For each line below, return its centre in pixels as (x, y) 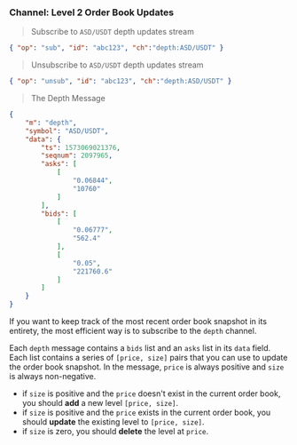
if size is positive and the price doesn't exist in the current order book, (151, 393)
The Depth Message (68, 99)
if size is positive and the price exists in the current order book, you (146, 413)
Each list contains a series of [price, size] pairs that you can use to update (148, 358)
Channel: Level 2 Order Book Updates (92, 12)
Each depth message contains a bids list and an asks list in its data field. (140, 348)
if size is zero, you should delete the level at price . (115, 432)
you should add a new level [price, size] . (100, 403)
